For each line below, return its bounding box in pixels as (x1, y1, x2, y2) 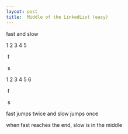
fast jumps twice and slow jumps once (6, 110, 98, 117)
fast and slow (6, 30, 39, 37)
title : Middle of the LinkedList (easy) (6, 14, 109, 20)
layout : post (6, 8, 38, 15)
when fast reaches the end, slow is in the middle (6, 121, 123, 128)
